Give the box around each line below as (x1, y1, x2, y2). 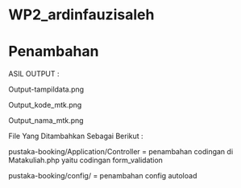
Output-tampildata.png (8, 84, 85, 94)
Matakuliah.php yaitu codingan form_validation (8, 155, 164, 166)
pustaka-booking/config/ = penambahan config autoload (8, 171, 197, 181)
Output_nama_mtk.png (8, 116, 84, 125)
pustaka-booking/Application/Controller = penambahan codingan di (8, 147, 234, 157)
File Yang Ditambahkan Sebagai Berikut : (8, 131, 143, 141)
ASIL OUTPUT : (8, 69, 60, 79)
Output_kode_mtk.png (8, 100, 82, 110)
